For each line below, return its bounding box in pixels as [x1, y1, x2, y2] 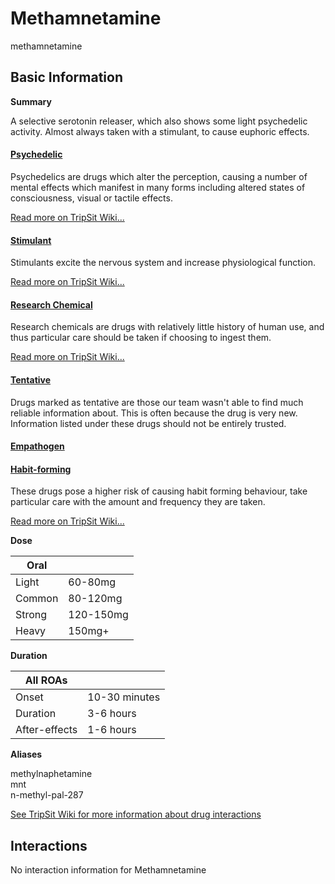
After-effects [15, 723, 78, 737]
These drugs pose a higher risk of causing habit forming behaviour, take [10, 485, 308, 497]
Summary [10, 95, 52, 107]
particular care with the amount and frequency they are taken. [10, 496, 266, 508]
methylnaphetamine [10, 768, 93, 780]
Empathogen [10, 440, 65, 452]
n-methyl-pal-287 [10, 789, 84, 801]
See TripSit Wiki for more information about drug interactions [10, 808, 262, 821]
